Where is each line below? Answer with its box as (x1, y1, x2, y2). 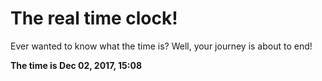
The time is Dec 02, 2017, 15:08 (10, 59, 143, 71)
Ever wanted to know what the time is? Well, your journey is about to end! (10, 40, 313, 52)
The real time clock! (10, 7, 178, 30)
